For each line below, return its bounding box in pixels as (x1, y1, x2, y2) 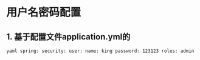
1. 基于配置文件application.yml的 (6, 32, 131, 42)
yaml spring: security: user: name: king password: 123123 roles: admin (6, 48, 195, 54)
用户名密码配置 (6, 5, 81, 19)
